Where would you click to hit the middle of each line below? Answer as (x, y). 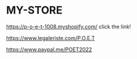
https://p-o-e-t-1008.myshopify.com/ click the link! (68, 27)
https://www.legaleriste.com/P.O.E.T (51, 38)
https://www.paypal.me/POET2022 (49, 49)
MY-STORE (34, 10)
